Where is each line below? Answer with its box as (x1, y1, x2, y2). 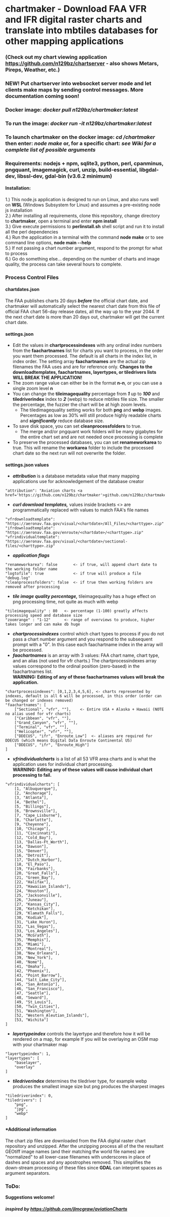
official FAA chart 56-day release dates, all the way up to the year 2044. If (5, 308, 159, 315)
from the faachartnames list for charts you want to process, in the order (12, 347, 163, 354)
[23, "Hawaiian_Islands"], (14, 884, 71, 889)
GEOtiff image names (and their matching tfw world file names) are (5, 1148, 145, 1155)
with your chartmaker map (12, 1042, 68, 1048)
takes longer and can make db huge (5, 622, 80, 627)
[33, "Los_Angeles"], (14, 928, 60, 934)
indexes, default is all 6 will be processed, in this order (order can (5, 694, 162, 699)
